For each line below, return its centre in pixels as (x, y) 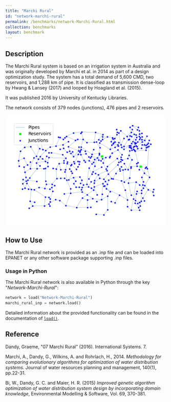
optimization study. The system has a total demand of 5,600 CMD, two (80, 77)
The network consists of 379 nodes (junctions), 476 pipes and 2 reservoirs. (85, 107)
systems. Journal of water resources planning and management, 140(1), (81, 367)
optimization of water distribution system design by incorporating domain (83, 388)
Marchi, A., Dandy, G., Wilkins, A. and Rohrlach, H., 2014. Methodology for (83, 356)
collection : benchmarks (31, 27)
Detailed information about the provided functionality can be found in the (82, 313)
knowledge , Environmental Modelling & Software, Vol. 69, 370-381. (76, 393)
